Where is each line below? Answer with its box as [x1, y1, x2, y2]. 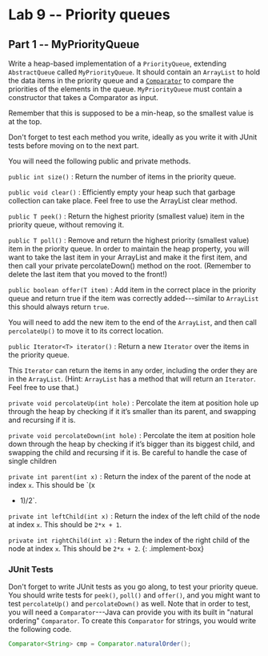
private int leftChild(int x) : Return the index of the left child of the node [8, 511, 261, 521]
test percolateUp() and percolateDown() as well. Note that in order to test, [8, 599, 250, 609]
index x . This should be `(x [8, 481, 96, 489]
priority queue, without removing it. [8, 220, 125, 229]
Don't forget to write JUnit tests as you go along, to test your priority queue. [8, 582, 258, 592]
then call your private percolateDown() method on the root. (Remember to [8, 261, 251, 270]
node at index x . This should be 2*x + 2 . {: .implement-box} [8, 544, 205, 553]
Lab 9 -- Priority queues [8, 6, 170, 24]
